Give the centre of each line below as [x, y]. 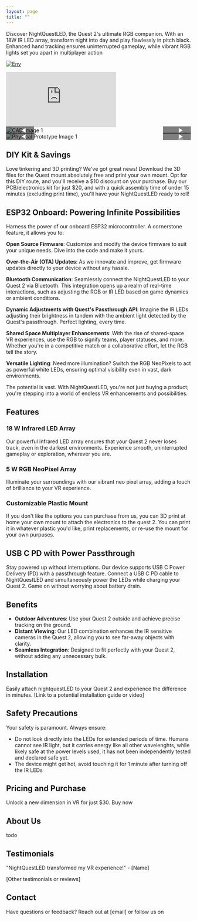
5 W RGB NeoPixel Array [41, 469]
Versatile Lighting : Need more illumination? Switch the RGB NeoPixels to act [98, 363]
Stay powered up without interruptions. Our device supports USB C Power [96, 568]
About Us [23, 821]
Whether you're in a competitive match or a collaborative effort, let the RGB [97, 346]
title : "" [18, 17]
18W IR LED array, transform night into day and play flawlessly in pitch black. [98, 40]
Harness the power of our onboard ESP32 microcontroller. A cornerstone [94, 227]
